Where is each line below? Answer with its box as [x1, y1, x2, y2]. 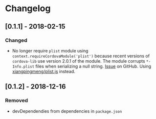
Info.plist [12, 64, 35, 69]
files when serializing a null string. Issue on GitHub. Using [35, 63, 152, 69]
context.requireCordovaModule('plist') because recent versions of [12, 53, 150, 59]
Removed [5, 97, 28, 104]
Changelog [5, 3, 51, 14]
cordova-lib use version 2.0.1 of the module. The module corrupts [12, 58, 145, 64]
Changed [5, 37, 28, 44]
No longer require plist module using [12, 48, 89, 53]
